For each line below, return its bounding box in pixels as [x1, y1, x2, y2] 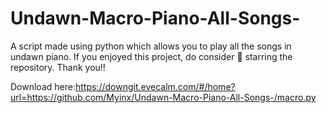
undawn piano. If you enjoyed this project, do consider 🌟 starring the [10, 50, 293, 62]
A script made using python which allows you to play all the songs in [10, 40, 292, 52]
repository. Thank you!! [10, 61, 106, 73]
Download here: [10, 80, 76, 92]
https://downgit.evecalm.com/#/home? [74, 80, 236, 92]
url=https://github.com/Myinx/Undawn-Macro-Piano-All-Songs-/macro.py [10, 91, 317, 103]
